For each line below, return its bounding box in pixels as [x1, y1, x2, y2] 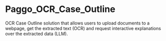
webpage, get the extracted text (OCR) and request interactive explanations [5, 25, 161, 31]
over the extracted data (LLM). [5, 30, 68, 36]
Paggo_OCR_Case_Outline [5, 3, 115, 15]
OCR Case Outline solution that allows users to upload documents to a [5, 20, 150, 26]
